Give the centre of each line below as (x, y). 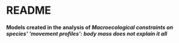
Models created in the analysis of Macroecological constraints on (90, 27)
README (29, 10)
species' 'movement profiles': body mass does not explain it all (87, 33)
